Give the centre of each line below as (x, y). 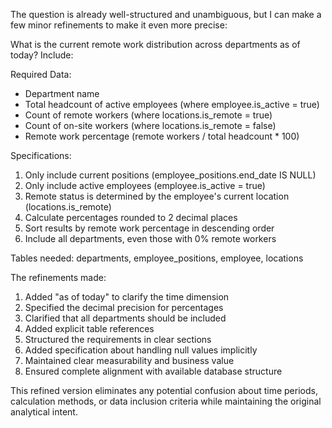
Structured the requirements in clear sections (118, 339)
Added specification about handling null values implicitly (141, 350)
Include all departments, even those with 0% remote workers (150, 238)
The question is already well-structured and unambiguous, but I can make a (166, 14)
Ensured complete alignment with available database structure (153, 371)
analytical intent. (44, 412)
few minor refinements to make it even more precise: (119, 25)
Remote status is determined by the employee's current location (157, 196)
